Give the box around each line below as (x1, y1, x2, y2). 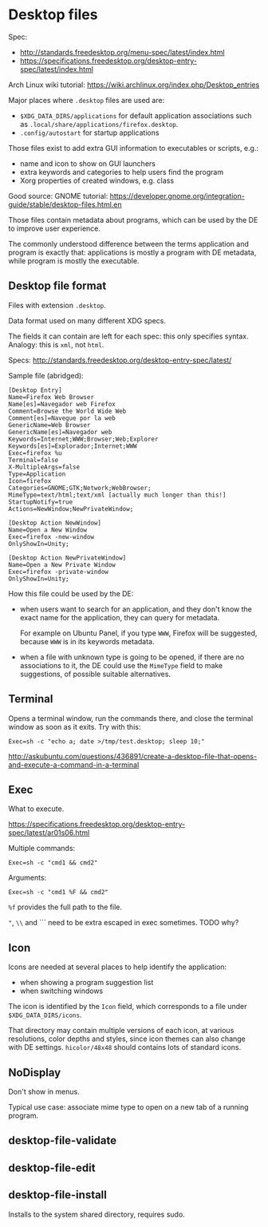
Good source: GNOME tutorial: (8, 191, 108, 200)
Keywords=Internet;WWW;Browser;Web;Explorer (8, 435, 159, 443)
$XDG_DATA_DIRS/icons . (8, 1010, 82, 1019)
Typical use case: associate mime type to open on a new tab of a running (8, 1102, 249, 1111)
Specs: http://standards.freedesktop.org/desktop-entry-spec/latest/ (8, 355, 232, 365)
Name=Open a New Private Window (8, 560, 116, 568)
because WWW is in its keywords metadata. (19, 636, 155, 646)
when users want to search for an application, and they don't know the (19, 604, 253, 614)
